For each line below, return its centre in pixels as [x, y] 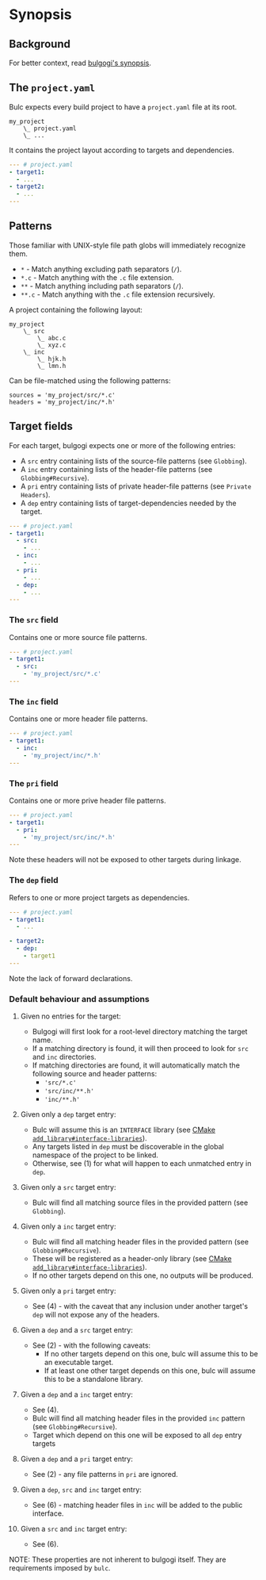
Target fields [41, 426]
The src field [34, 620]
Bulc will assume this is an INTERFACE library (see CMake [124, 1130]
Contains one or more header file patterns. [78, 719]
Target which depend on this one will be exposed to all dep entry [137, 1435]
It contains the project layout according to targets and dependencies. [122, 150]
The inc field [34, 701]
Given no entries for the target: [70, 1016]
